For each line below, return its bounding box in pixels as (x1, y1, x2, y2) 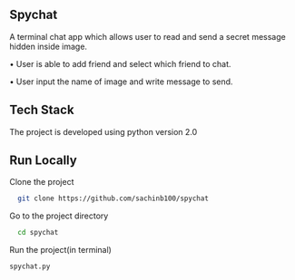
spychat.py (9, 262, 51, 271)
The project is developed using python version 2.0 (9, 126, 198, 137)
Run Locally (9, 153, 77, 169)
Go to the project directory (9, 210, 109, 221)
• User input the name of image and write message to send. (9, 76, 233, 87)
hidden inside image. (9, 41, 88, 52)
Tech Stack (9, 102, 74, 118)
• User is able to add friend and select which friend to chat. (9, 58, 231, 69)
